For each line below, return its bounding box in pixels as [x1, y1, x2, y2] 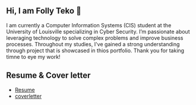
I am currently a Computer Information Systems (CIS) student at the [6, 21, 172, 28]
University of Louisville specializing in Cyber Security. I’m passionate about [6, 28, 190, 35]
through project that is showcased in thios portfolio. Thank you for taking [6, 47, 185, 54]
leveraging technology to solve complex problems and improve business [6, 34, 184, 42]
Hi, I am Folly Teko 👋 [6, 6, 81, 16]
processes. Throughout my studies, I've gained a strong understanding [6, 40, 180, 47]
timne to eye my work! [6, 53, 61, 60]
